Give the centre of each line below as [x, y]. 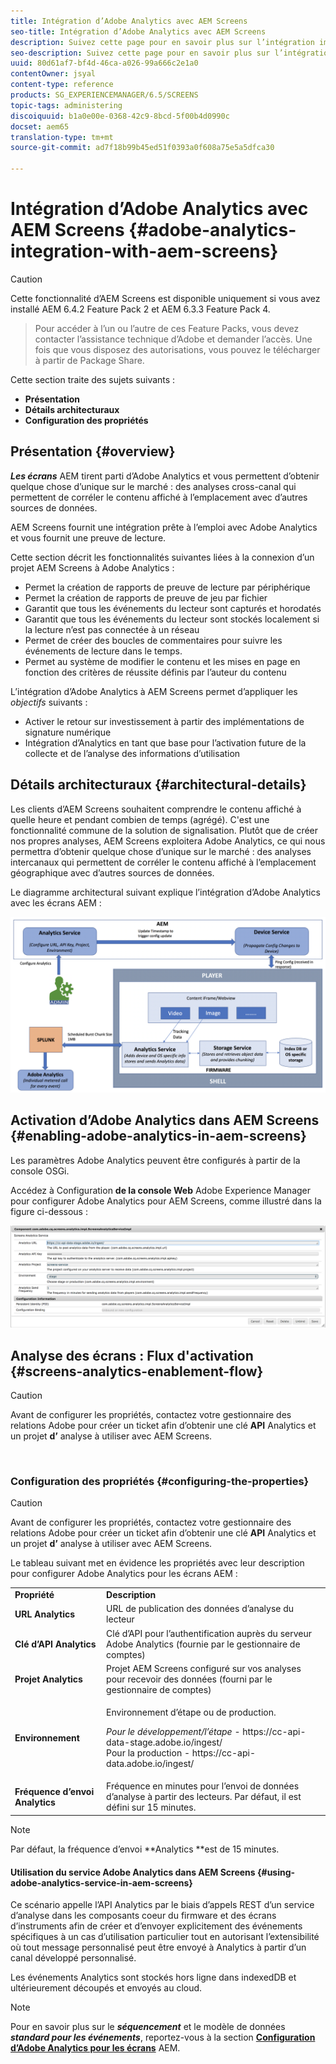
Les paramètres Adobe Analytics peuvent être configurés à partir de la [155, 1160]
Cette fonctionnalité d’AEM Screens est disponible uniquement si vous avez [165, 298]
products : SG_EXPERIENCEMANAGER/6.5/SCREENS [104, 95]
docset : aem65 [40, 126]
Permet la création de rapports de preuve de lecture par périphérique [167, 587]
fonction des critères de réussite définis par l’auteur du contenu [155, 672]
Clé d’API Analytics [55, 1644]
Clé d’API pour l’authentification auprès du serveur [209, 1633]
